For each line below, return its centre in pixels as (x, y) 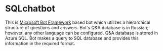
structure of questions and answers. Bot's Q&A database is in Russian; (77, 27)
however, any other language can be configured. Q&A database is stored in (81, 33)
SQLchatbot (30, 9)
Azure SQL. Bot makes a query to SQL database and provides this (72, 38)
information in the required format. (40, 43)
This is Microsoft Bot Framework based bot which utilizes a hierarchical (78, 22)
